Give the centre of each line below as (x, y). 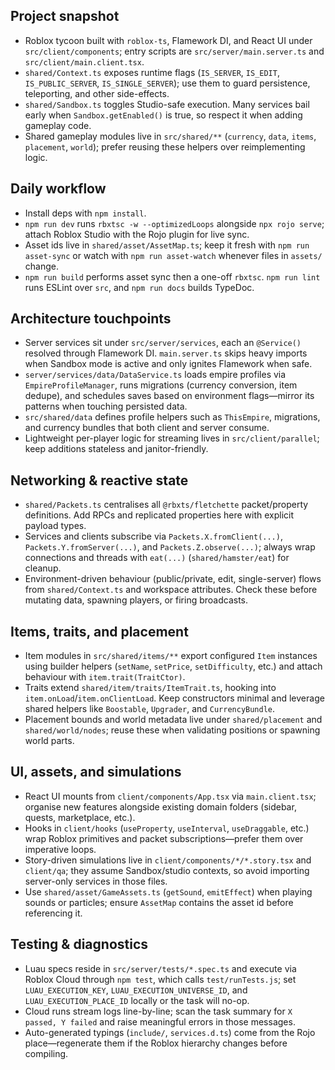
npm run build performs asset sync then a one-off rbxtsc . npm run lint (172, 276)
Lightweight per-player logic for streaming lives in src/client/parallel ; (172, 438)
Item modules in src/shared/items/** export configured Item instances (171, 656)
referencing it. (53, 913)
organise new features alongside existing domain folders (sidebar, (160, 806)
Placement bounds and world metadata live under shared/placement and (173, 720)
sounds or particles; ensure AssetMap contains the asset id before (159, 902)
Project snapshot (65, 16)
